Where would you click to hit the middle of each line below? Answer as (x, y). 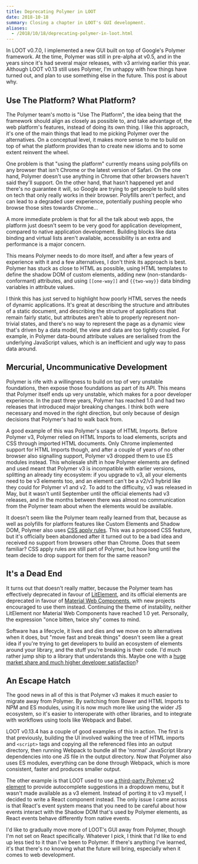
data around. (22, 349)
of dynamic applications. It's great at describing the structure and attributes (98, 304)
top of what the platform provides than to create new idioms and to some (95, 146)
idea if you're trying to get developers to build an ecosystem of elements (94, 643)
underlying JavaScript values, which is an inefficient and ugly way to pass (96, 342)
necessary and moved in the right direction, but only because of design (93, 413)
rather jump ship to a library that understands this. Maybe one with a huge (96, 656)
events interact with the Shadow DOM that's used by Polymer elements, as (97, 812)
